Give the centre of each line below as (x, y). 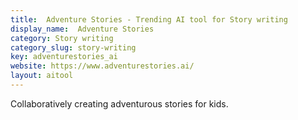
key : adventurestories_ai (64, 57)
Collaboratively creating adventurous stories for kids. (119, 103)
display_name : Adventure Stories (82, 29)
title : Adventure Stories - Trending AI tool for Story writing (149, 19)
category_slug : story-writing (73, 47)
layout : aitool (42, 76)
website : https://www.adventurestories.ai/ (102, 66)
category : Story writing (62, 38)
